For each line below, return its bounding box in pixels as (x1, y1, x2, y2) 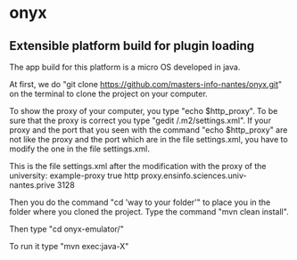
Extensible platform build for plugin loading (9, 38, 255, 53)
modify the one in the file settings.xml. (9, 143, 150, 154)
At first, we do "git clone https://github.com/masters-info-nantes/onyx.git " (9, 79, 283, 89)
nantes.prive (9, 180, 55, 190)
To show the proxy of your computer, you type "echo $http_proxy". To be (9, 106, 278, 116)
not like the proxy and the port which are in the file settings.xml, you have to (9, 134, 288, 144)
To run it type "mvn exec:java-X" (9, 241, 129, 251)
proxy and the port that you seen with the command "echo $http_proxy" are (9, 125, 288, 135)
